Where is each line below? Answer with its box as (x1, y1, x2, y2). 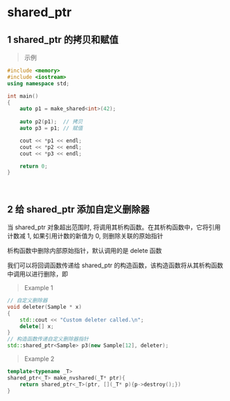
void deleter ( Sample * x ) (7, 303, 82, 310)
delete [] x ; (19, 323, 54, 330)
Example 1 (24, 284, 53, 292)
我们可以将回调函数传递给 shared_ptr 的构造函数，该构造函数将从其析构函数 (7, 261, 224, 269)
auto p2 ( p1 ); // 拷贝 (19, 118, 83, 125)
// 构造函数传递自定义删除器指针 (7, 336, 89, 343)
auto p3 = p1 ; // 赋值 (19, 125, 83, 132)
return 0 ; (19, 163, 48, 170)
